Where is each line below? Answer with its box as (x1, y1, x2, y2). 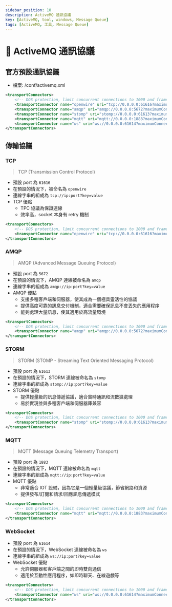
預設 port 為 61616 (12, 179, 51, 185)
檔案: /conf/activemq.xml (12, 82, 66, 88)
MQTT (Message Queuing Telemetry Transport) (17, 448, 119, 454)
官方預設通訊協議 (5, 67, 59, 76)
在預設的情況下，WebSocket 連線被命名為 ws (12, 546, 107, 553)
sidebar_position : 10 (5, 7, 52, 13)
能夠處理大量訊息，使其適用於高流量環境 (20, 309, 106, 315)
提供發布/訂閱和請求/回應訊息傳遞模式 (20, 491, 100, 497)
